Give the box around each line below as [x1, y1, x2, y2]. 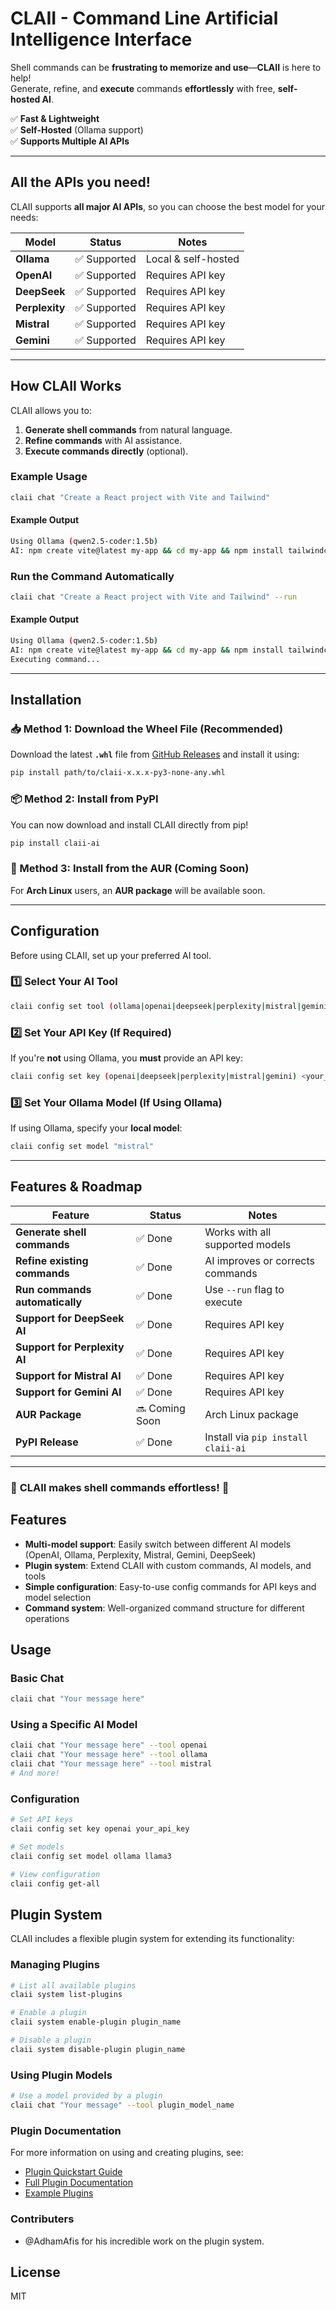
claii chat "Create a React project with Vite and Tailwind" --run [10, 592, 298, 602]
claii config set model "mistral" [10, 1142, 155, 1152]
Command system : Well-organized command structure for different [24, 1602, 305, 1614]
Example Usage [10, 470, 88, 484]
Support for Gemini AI [15, 1385, 122, 1399]
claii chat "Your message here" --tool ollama [10, 1750, 208, 1760]
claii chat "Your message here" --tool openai [10, 1740, 208, 1751]
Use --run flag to [204, 1282, 285, 1296]
